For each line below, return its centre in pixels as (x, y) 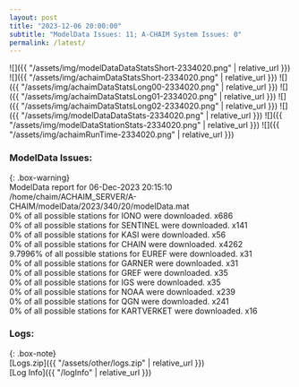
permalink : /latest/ (48, 43)
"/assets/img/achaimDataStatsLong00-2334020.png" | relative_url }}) (149, 87)
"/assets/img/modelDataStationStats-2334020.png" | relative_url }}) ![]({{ (145, 125)
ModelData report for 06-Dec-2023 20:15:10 (91, 187)
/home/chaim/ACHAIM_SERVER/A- (73, 196)
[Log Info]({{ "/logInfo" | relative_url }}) (81, 372)
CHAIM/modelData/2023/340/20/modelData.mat (99, 206)
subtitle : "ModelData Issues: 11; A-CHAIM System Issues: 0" (126, 34)
